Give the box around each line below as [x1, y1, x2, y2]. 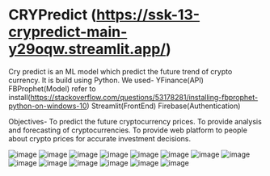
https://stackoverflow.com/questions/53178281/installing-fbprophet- [30, 92, 259, 102]
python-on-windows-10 [8, 101, 87, 111]
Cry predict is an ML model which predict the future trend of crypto [8, 66, 233, 76]
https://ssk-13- [95, 6, 200, 24]
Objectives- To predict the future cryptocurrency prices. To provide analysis [8, 116, 263, 126]
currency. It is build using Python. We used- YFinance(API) [8, 75, 205, 85]
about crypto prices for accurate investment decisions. [8, 133, 192, 143]
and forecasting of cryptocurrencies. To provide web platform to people [8, 125, 248, 135]
